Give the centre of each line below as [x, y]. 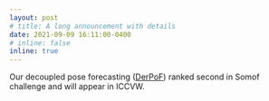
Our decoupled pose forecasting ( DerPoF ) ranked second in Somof [134, 77]
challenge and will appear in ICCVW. [77, 87]
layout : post [34, 18]
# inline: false [40, 43]
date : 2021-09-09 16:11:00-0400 [70, 34]
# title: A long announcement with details [93, 26]
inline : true [34, 51]
